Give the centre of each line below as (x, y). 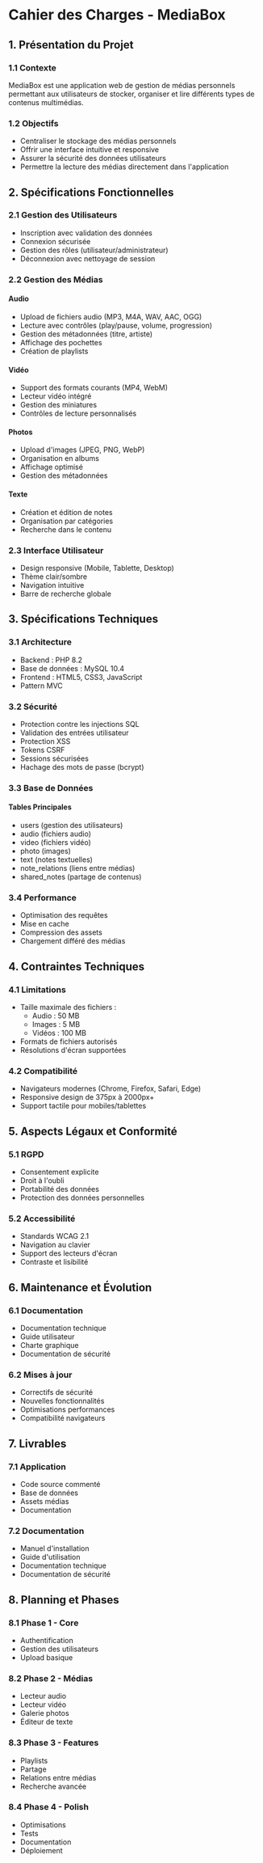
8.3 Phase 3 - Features (54, 1743)
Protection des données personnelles (82, 1198)
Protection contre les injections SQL (79, 724)
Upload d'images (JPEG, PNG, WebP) (82, 450)
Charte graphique (49, 1345)
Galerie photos (45, 1713)
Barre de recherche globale (65, 594)
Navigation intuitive (52, 585)
